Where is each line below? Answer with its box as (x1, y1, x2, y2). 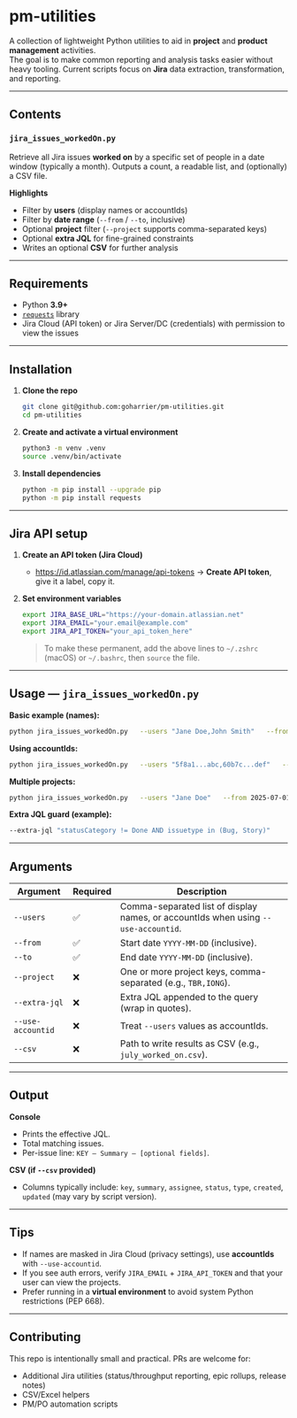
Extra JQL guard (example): (9, 809, 112, 820)
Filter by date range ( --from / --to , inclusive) (21, 214, 186, 225)
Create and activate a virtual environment (21, 427, 179, 437)
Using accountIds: (9, 743, 78, 753)
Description (176, 885, 227, 898)
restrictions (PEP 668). (21, 1295, 105, 1306)
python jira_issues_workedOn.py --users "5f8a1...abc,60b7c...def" (9, 759, 271, 769)
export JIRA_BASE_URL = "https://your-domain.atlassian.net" (21, 611, 245, 620)
